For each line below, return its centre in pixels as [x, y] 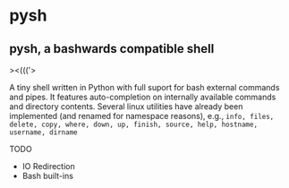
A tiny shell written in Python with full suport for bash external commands [144, 87]
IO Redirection [48, 166]
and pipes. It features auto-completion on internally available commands [143, 97]
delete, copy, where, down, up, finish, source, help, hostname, [133, 124]
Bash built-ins [48, 176]
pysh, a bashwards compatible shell [112, 49]
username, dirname [43, 132]
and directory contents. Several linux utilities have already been [126, 107]
